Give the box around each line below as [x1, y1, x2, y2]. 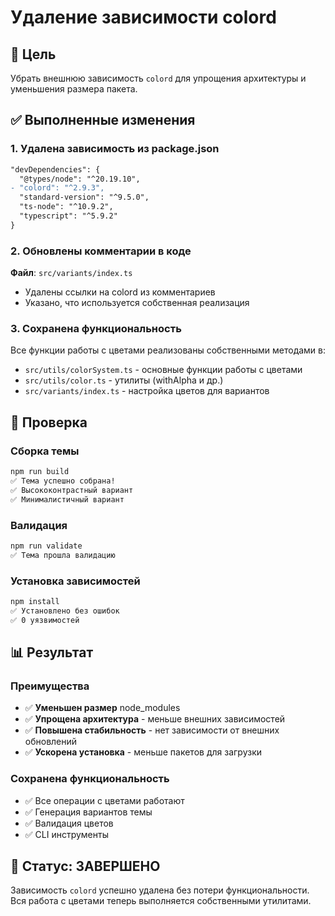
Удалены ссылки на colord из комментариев [24, 286, 216, 298]
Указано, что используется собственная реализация [24, 297, 250, 309]
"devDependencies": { [10, 164, 101, 175]
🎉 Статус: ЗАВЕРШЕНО [10, 857, 161, 875]
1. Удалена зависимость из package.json [10, 142, 220, 156]
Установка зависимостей [10, 574, 141, 588]
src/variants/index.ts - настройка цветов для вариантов [24, 385, 270, 397]
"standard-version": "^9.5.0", [19, 192, 150, 203]
